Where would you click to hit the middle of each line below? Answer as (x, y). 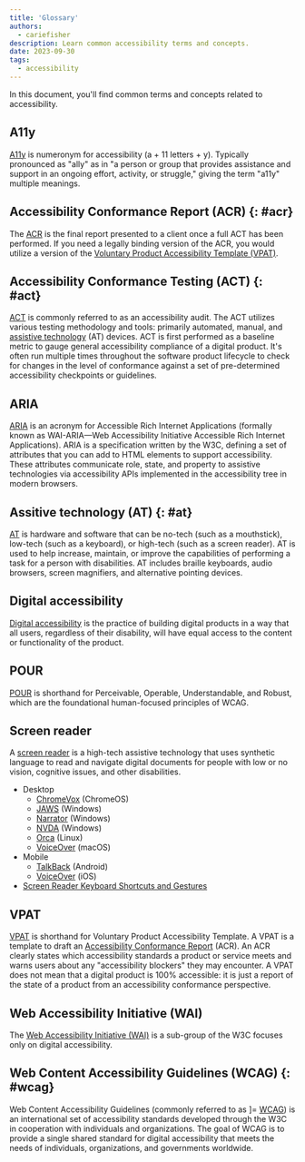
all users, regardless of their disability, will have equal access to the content (151, 633)
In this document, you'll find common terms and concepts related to (136, 94)
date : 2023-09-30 (42, 52)
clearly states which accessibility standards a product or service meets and (151, 956)
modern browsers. (44, 484)
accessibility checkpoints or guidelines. (83, 375)
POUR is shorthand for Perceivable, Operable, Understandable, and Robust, (151, 693)
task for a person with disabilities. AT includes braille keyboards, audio (141, 563)
